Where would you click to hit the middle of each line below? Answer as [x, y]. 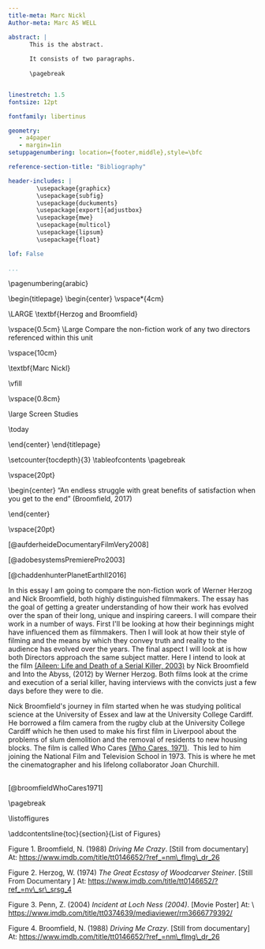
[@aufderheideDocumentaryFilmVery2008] [78, 545]
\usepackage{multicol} [74, 225]
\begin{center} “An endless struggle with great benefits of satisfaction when [132, 490]
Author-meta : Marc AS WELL [52, 23]
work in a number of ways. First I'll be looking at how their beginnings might [131, 624]
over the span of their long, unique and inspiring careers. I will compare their [132, 616]
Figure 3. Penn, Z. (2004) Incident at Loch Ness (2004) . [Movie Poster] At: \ [131, 904]
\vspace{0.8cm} [34, 399]
